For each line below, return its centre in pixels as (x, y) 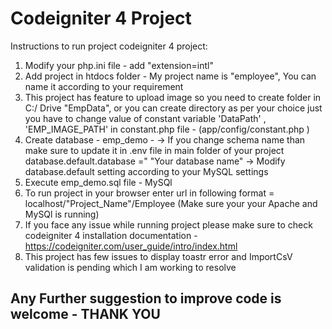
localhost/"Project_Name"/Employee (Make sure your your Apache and (171, 203)
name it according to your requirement (104, 86)
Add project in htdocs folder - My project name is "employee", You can (170, 76)
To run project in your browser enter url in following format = (149, 193)
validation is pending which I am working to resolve (130, 267)
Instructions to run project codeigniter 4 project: (109, 46)
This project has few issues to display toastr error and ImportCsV (158, 256)
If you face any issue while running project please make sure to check (168, 224)
